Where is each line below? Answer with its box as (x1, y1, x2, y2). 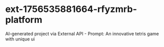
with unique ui (5, 36, 35, 42)
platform (5, 14, 42, 25)
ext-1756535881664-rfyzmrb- (5, 3, 138, 15)
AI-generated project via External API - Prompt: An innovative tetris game (5, 30, 159, 36)
